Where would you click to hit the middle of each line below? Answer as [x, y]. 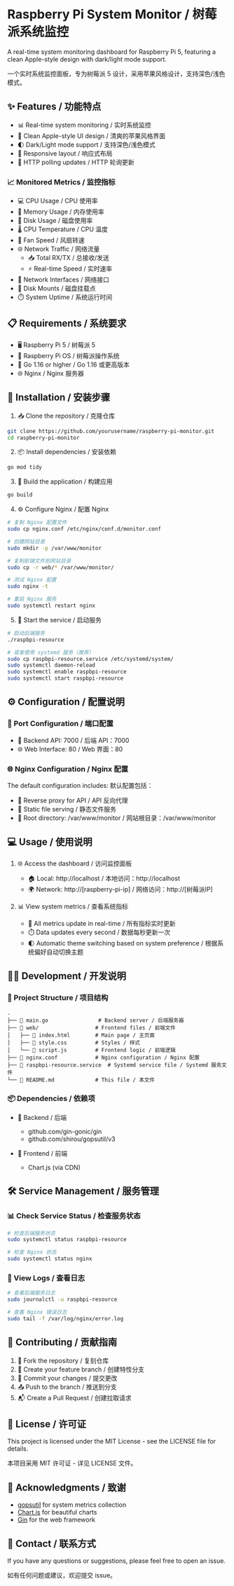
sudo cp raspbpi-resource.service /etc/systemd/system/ [90, 659]
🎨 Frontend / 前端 [42, 1153]
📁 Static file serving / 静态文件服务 [67, 809]
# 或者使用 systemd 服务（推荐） [51, 652]
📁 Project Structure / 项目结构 [58, 998]
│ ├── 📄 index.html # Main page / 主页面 [81, 1035]
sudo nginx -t [28, 587]
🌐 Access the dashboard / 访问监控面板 [75, 863]
